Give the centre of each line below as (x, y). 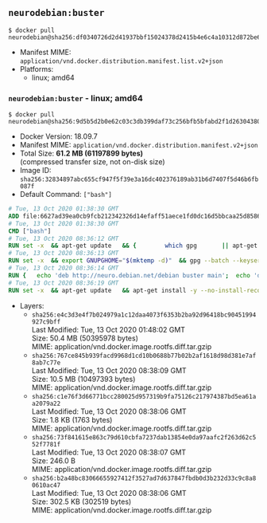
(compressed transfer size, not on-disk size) (92, 162)
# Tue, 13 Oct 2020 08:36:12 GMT (64, 238)
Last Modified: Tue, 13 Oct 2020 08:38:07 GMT (109, 452)
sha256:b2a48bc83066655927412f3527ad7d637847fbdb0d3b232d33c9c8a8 (144, 478)
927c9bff (46, 322)
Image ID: (35, 171)
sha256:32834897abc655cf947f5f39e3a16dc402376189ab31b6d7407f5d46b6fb (139, 179)
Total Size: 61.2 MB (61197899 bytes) (81, 153)
